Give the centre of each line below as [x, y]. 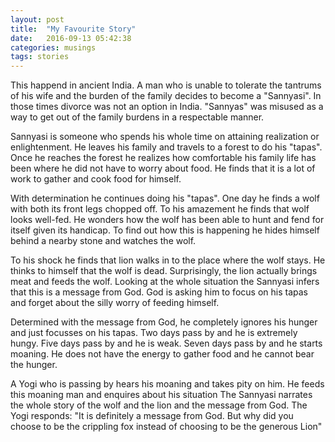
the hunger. [34, 365]
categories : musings [53, 47]
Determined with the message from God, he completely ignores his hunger [164, 322]
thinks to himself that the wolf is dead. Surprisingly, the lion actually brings [164, 271]
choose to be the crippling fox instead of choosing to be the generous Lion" [166, 427]
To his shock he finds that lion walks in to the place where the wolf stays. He [168, 260]
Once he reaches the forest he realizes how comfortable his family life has [163, 158]
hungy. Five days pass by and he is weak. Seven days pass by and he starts [166, 343]
